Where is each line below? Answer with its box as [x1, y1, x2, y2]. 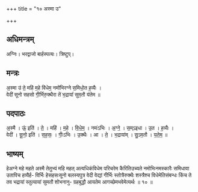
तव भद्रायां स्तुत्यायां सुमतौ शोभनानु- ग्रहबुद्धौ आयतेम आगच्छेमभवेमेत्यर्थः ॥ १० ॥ [6, 178, 153, 185]
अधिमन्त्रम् [6, 34, 34, 44]
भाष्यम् [6, 149, 23, 159]
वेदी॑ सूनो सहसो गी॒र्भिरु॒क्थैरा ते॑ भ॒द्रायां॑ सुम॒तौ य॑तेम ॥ [6, 91, 101, 98]
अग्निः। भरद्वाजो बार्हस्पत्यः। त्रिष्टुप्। [6, 50, 75, 58]
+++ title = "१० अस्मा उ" [6, 5, 61, 12]
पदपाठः [6, 109, 26, 119]
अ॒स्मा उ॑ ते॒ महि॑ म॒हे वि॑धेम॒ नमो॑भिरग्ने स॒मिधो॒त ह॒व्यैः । [6, 84, 102, 91]
